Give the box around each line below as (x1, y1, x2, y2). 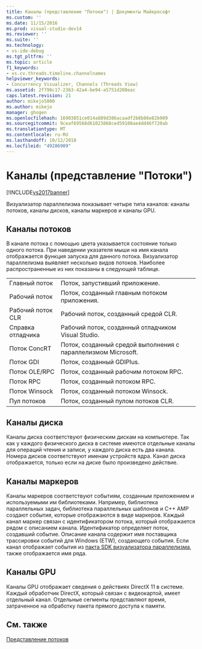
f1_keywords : (6, 64, 39, 71)
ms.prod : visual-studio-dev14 (6, 25, 82, 32)
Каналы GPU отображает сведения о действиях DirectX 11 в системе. (6, 583, 185, 590)
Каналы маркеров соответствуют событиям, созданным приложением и (6, 492, 194, 499)
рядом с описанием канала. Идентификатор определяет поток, (6, 524, 170, 531)
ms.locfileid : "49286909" (6, 142, 71, 149)
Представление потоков (6, 635, 69, 643)
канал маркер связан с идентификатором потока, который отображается (6, 518, 195, 525)
